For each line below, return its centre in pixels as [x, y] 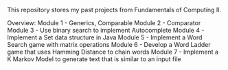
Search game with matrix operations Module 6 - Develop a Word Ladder [109, 45]
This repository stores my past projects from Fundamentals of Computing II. [114, 10]
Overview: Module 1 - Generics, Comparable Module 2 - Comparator [104, 23]
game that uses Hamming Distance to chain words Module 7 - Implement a [113, 52]
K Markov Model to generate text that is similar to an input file [94, 59]
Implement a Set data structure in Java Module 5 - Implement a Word [105, 37]
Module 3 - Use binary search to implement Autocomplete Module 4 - [106, 30]
